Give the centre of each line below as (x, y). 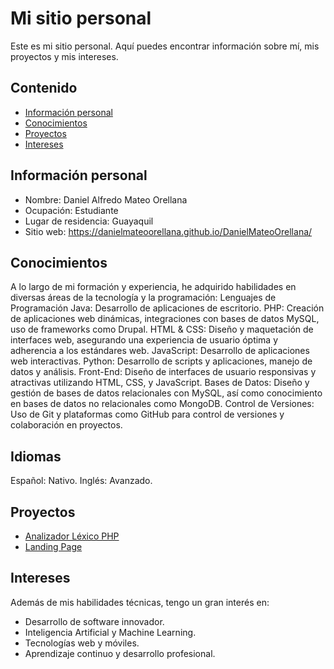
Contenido (44, 88)
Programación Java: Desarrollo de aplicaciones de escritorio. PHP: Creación (167, 308)
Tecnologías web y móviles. (82, 643)
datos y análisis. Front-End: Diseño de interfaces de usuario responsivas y (163, 372)
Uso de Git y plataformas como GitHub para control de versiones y (147, 414)
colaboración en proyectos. (66, 425)
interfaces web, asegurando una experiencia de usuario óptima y (144, 340)
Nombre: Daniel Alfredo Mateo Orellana (106, 199)
